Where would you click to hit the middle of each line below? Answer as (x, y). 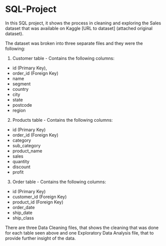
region (19, 110)
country (20, 89)
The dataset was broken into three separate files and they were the (74, 43)
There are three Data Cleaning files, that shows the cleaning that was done (82, 228)
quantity (21, 161)
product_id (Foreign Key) (38, 202)
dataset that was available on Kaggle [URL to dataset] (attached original (79, 28)
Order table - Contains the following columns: (59, 182)
